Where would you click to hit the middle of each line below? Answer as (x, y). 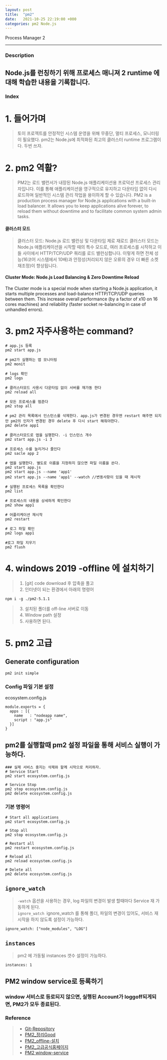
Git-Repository (40, 1029)
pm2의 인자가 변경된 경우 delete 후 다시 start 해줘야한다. (65, 421)
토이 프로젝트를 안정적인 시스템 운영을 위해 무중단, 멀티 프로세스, (80, 133)
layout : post (19, 10)
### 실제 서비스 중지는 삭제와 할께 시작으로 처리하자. (53, 767)
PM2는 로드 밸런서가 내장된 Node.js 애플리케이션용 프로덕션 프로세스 (84, 183)
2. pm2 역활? (31, 168)
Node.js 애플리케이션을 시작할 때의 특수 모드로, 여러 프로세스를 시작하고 (87, 247)
